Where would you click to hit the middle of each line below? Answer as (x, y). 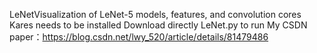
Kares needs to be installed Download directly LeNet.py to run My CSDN (158, 25)
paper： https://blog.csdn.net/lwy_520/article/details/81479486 (139, 37)
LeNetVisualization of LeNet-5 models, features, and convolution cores (155, 14)
